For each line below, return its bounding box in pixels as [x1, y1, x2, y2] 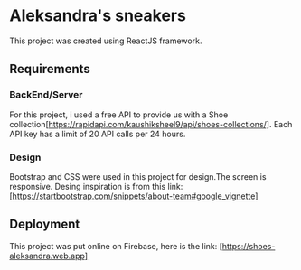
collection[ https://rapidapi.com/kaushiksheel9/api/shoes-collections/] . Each [9, 118, 293, 129]
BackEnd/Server [9, 88, 83, 101]
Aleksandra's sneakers [9, 5, 187, 26]
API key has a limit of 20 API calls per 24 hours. [9, 128, 186, 139]
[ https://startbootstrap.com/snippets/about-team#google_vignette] [9, 191, 259, 201]
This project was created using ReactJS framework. [9, 35, 202, 46]
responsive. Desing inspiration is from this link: [9, 181, 183, 191]
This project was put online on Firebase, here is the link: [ [9, 240, 223, 251]
